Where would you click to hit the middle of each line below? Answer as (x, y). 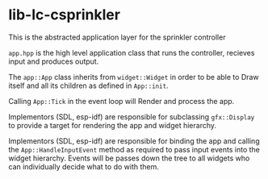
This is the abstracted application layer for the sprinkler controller (117, 37)
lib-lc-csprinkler (65, 15)
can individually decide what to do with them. (84, 166)
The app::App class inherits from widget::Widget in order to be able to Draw (134, 77)
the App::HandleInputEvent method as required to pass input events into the (134, 149)
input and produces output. (54, 61)
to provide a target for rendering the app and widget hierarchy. (112, 125)
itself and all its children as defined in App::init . (88, 85)
